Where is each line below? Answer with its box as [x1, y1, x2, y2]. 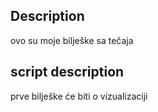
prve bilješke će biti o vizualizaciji [10, 90, 148, 102]
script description [10, 64, 125, 81]
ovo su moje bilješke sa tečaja [10, 34, 134, 46]
